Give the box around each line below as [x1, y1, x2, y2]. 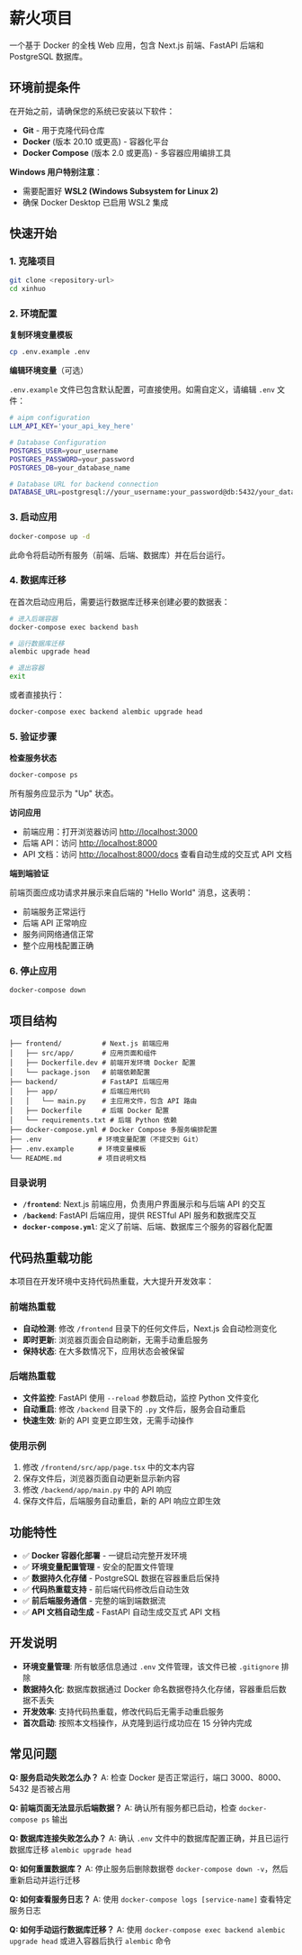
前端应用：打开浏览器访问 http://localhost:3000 [22, 827, 198, 837]
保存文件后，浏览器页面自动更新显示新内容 [22, 1473, 181, 1484]
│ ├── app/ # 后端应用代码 [9, 1087, 151, 1096]
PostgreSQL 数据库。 [9, 50, 88, 61]
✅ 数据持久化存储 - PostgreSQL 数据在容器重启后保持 [22, 1572, 220, 1583]
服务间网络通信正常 [22, 929, 94, 940]
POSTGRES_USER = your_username [9, 446, 119, 455]
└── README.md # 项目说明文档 [9, 1155, 147, 1164]
